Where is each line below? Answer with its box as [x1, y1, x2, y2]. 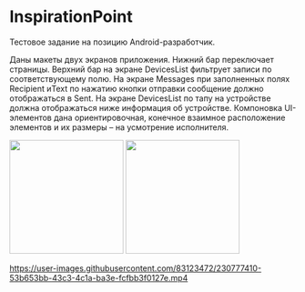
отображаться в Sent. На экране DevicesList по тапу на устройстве [9, 93, 271, 104]
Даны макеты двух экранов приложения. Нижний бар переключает [9, 54, 275, 65]
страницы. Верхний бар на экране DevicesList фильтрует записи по [9, 64, 272, 75]
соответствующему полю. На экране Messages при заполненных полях [9, 73, 290, 84]
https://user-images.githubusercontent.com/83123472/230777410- [9, 262, 262, 274]
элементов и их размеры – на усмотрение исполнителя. [9, 121, 229, 133]
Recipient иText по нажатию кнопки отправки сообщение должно [9, 83, 264, 94]
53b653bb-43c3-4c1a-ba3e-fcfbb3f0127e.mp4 [9, 272, 188, 283]
